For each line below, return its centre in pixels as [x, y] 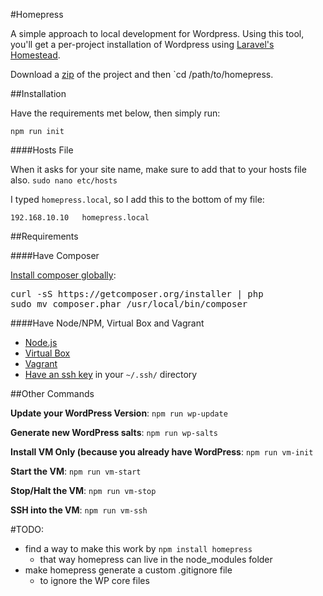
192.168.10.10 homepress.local [80, 218]
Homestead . [35, 55]
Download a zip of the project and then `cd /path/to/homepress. [142, 74]
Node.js [41, 342]
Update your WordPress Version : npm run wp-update [119, 413]
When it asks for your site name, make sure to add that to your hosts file [158, 169]
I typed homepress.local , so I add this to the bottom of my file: [137, 199]
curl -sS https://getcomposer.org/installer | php [137, 294]
